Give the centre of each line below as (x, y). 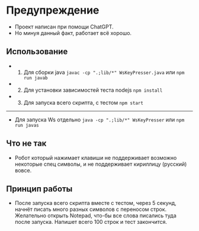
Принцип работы (39, 189)
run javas (27, 125)
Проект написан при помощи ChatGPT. (64, 27)
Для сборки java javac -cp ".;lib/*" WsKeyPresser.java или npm (104, 72)
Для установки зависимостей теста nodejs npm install (93, 90)
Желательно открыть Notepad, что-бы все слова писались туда (95, 216)
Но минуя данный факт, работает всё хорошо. (73, 33)
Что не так (26, 144)
